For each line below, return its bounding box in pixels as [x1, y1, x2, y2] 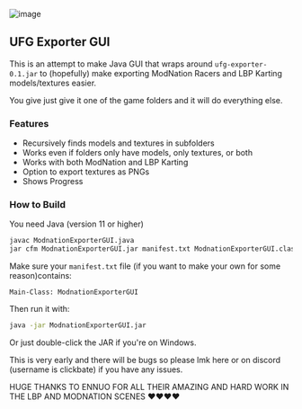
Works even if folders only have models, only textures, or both [22, 147, 253, 158]
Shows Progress [22, 176, 84, 187]
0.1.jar [9, 69, 39, 78]
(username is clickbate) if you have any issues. [9, 364, 183, 375]
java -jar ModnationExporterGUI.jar [9, 321, 147, 330]
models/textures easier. [9, 77, 97, 88]
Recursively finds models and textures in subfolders [22, 138, 215, 148]
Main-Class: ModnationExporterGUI [9, 288, 139, 297]
